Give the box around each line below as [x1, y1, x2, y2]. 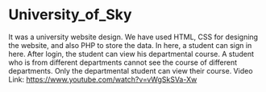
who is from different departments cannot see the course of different [8, 58, 238, 67]
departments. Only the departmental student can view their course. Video [8, 66, 253, 75]
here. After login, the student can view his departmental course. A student [8, 49, 255, 58]
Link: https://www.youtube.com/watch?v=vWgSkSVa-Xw [8, 74, 197, 84]
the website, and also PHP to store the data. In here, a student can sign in [8, 40, 252, 50]
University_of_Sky [8, 6, 132, 24]
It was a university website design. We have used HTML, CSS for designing [8, 32, 259, 42]
